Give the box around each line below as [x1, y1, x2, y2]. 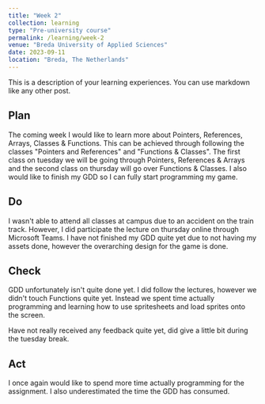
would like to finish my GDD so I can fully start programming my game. [8, 172, 238, 181]
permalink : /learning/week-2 [8, 33, 104, 42]
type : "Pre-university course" [8, 26, 112, 34]
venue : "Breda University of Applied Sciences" [8, 41, 168, 49]
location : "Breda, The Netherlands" [8, 56, 129, 64]
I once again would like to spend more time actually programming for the [8, 378, 245, 388]
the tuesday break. [8, 334, 70, 344]
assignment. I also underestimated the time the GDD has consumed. [8, 387, 230, 396]
